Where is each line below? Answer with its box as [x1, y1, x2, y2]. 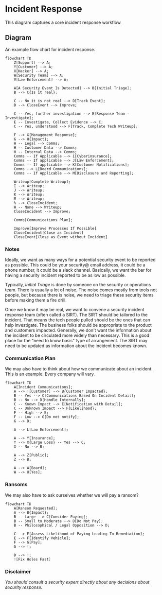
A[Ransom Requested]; [14, 506, 57, 511]
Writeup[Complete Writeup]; [14, 179, 71, 184]
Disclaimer [5, 568, 31, 575]
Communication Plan [5, 355, 56, 362]
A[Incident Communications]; [14, 385, 73, 390]
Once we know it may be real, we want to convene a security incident [5, 307, 144, 313]
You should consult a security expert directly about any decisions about [5, 579, 150, 585]
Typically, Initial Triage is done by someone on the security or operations [5, 282, 151, 288]
